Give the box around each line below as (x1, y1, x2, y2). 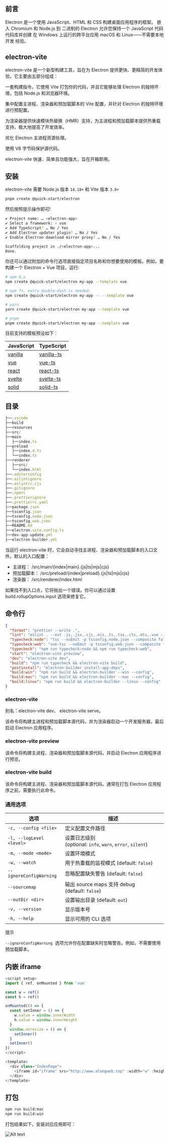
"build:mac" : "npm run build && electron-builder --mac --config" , (10, 675, 154, 680)
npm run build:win (5, 1111, 44, 1117)
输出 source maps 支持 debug (65, 881, 135, 888)
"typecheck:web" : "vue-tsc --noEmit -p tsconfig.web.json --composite (10, 642, 161, 647)
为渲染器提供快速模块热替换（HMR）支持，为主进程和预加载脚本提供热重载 (5, 118, 161, 124)
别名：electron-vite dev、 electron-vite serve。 (5, 708, 104, 714)
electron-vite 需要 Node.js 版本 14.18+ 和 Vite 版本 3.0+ (5, 186, 119, 193)
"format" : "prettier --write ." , (10, 628, 80, 633)
